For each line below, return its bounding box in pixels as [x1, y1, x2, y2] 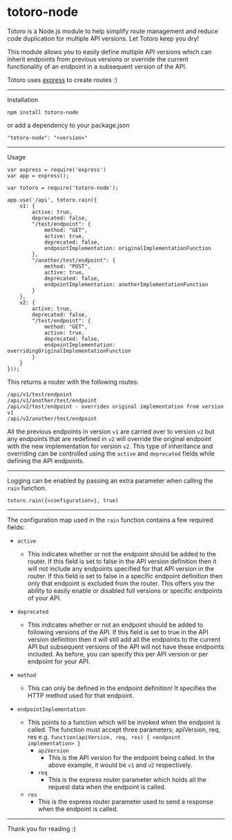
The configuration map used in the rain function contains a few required [7, 516, 213, 524]
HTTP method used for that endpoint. [27, 691, 135, 699]
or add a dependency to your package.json [7, 121, 130, 129]
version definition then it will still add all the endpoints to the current [27, 635, 221, 643]
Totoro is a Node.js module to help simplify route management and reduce [7, 27, 219, 35]
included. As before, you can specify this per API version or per [27, 649, 209, 658]
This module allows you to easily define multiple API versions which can [7, 48, 212, 56]
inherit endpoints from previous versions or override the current [7, 55, 188, 63]
